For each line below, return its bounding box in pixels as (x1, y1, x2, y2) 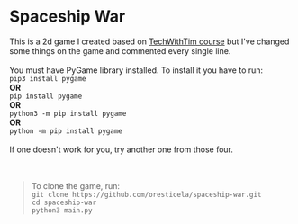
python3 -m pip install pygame (9, 109, 127, 118)
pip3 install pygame (9, 74, 87, 83)
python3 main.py (31, 205, 93, 215)
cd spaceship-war (31, 198, 97, 207)
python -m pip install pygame (9, 126, 123, 136)
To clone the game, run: (31, 180, 120, 191)
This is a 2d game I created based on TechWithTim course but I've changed (9, 36, 290, 47)
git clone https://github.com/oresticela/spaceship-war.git (31, 190, 262, 199)
